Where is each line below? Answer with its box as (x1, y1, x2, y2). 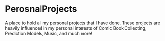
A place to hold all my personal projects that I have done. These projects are (5, 20, 161, 26)
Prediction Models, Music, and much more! (5, 30, 93, 36)
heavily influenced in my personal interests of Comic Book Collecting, (5, 25, 147, 31)
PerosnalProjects (5, 3, 77, 15)
